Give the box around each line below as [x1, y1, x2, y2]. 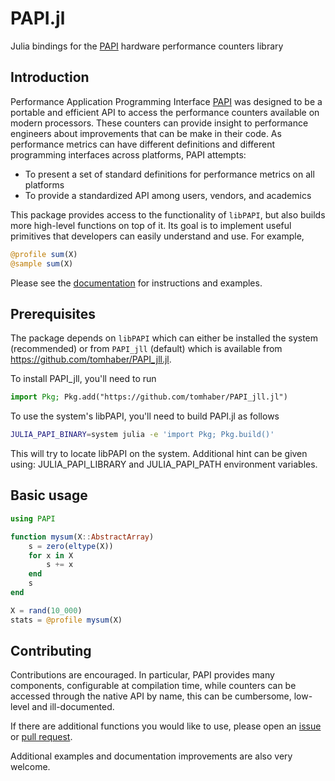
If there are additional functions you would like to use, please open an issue [10, 720, 322, 732]
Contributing [10, 643, 92, 660]
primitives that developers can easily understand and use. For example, [10, 230, 305, 242]
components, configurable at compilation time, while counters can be [10, 680, 297, 692]
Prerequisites [10, 305, 96, 322]
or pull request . [10, 731, 73, 743]
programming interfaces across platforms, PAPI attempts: [10, 148, 247, 161]
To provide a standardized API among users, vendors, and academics [24, 189, 312, 201]
